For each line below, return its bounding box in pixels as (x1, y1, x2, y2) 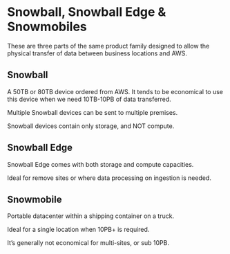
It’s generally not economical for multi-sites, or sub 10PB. (7, 239, 169, 247)
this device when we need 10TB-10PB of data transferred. (7, 95, 171, 103)
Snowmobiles (7, 19, 88, 35)
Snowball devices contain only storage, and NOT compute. (7, 122, 175, 130)
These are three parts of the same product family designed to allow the (7, 42, 210, 50)
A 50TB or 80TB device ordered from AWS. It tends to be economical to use (7, 87, 223, 96)
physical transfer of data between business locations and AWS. (7, 49, 188, 57)
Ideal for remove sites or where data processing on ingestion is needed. (7, 174, 212, 182)
